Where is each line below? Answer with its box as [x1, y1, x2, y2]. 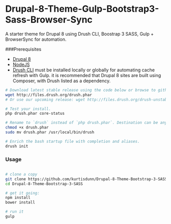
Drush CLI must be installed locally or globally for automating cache [12, 67, 155, 73]
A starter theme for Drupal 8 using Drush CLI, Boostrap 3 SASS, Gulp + [5, 31, 154, 37]
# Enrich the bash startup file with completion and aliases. [5, 139, 140, 144]
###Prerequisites [5, 46, 42, 52]
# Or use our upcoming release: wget [5, 97, 85, 102]
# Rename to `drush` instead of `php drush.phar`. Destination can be [5, 120, 158, 126]
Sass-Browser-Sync [5, 14, 93, 26]
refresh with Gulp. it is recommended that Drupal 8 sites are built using [12, 72, 161, 78]
